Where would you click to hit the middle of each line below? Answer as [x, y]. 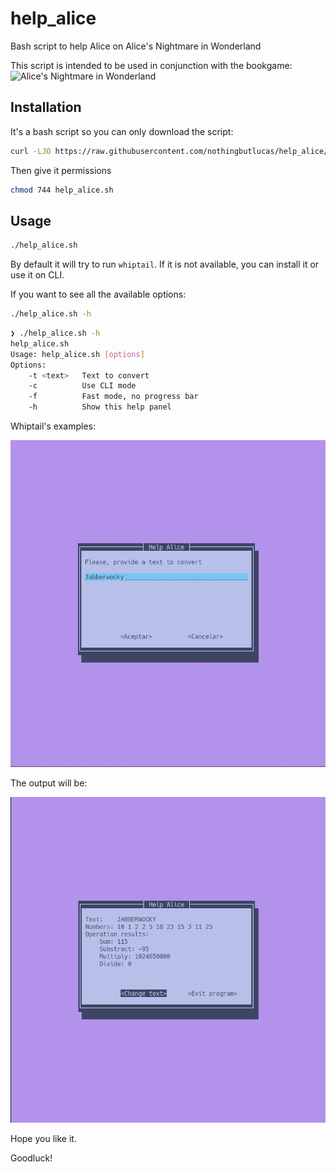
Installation [46, 107]
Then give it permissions [61, 170]
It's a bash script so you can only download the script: [122, 131]
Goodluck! [31, 1158]
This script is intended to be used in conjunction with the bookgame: [151, 65]
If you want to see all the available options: [98, 294]
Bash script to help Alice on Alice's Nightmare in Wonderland [136, 46]
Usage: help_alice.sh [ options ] [77, 354]
